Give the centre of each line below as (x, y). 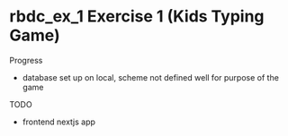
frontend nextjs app (59, 122)
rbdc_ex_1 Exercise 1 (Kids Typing (137, 17)
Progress (26, 60)
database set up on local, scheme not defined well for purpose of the (150, 77)
